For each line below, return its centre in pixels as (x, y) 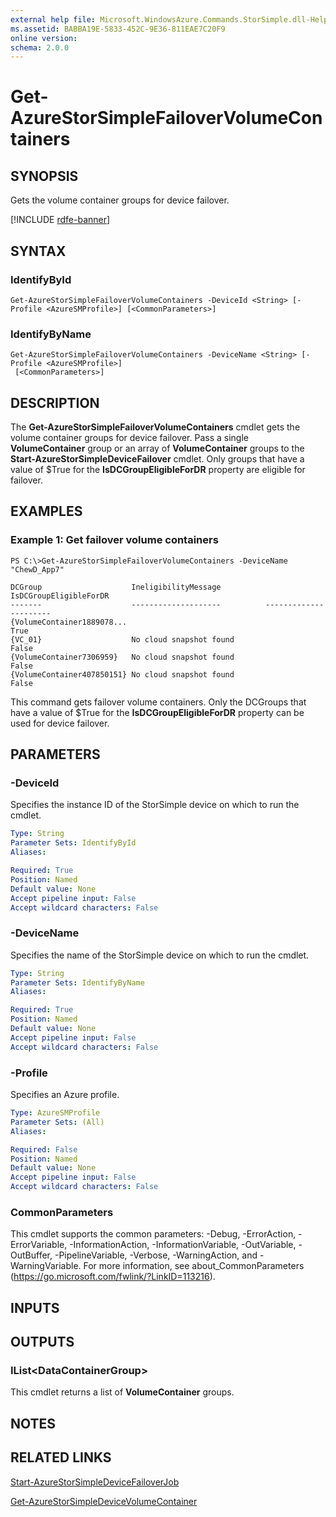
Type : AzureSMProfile (55, 1113)
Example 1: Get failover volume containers (114, 540)
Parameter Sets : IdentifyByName (77, 982)
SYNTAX (38, 251)
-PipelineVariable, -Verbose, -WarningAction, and (156, 1255)
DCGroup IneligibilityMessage (116, 587)
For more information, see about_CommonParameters (194, 1266)
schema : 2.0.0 (40, 47)
